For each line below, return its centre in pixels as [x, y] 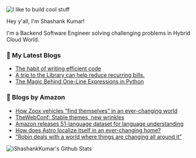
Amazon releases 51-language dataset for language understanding [99, 124]
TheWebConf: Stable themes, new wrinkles [70, 117]
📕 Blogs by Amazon [36, 98]
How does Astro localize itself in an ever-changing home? [88, 130]
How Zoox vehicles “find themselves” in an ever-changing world [96, 110]
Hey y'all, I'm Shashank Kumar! [46, 21]
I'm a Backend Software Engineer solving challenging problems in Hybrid [99, 33]
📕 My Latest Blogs [34, 55]
